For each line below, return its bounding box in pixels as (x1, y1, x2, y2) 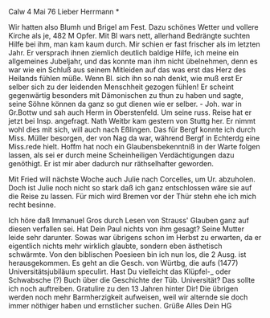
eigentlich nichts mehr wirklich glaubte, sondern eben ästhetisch (8, 241, 223, 251)
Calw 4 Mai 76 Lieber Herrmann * (8, 7, 120, 16)
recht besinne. (8, 200, 56, 210)
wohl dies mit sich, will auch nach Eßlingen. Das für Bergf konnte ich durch (8, 124, 256, 134)
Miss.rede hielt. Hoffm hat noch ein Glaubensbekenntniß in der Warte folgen (8, 142, 260, 151)
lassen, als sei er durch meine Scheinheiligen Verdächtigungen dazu (8, 150, 235, 160)
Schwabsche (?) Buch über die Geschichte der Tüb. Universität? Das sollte (8, 275, 256, 284)
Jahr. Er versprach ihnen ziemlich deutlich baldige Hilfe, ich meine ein (8, 48, 239, 57)
